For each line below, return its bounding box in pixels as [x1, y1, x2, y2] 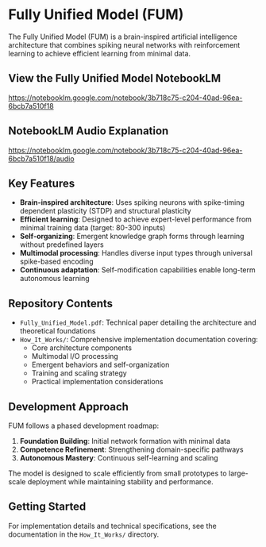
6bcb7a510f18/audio [8, 153, 75, 164]
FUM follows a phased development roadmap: [8, 421, 160, 430]
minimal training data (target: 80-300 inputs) [19, 223, 166, 233]
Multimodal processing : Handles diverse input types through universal [19, 248, 253, 258]
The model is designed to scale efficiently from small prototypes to [8, 468, 228, 478]
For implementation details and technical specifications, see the [8, 521, 217, 530]
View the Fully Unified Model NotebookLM [8, 71, 222, 85]
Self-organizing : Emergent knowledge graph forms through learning [19, 232, 245, 241]
